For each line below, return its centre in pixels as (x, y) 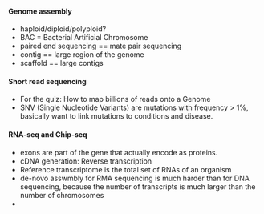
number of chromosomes (62, 195)
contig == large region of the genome (82, 55)
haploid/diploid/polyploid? (63, 29)
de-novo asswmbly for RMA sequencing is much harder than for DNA (135, 178)
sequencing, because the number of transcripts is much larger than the (138, 186)
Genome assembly (40, 11)
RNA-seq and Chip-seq (48, 135)
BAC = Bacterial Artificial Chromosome (84, 38)
